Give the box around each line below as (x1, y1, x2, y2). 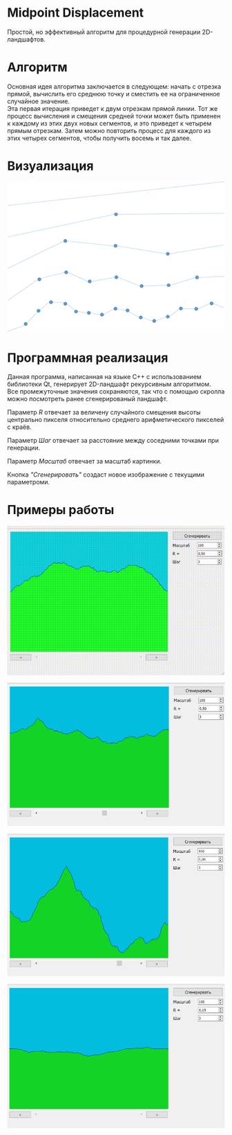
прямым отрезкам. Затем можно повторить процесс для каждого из (7, 126, 211, 134)
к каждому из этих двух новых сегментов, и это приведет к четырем (7, 119, 212, 127)
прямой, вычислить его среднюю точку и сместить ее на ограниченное (7, 89, 220, 98)
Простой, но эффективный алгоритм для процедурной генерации (7, 28, 201, 36)
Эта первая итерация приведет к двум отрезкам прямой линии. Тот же (7, 104, 218, 112)
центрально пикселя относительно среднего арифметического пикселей (7, 416, 224, 424)
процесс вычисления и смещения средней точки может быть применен (7, 112, 221, 120)
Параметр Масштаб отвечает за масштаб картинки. (7, 457, 162, 466)
